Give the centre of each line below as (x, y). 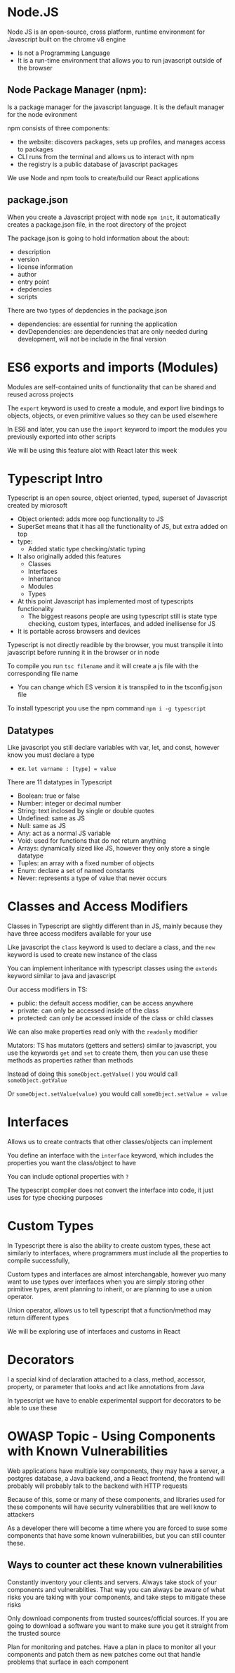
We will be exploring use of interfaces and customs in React (94, 1331)
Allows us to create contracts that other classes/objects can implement (110, 1142)
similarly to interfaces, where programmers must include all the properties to (118, 1253)
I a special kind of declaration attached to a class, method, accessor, (106, 1379)
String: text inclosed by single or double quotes (86, 811)
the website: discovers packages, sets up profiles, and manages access (121, 142)
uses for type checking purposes (55, 1198)
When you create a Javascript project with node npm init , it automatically (114, 217)
